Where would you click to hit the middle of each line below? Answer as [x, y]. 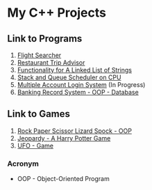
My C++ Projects [57, 13]
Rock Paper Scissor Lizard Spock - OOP [74, 131]
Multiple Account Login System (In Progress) [81, 85]
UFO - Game [35, 145]
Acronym [23, 164]
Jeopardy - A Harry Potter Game [64, 138]
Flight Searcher [39, 55]
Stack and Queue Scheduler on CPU [69, 77]
